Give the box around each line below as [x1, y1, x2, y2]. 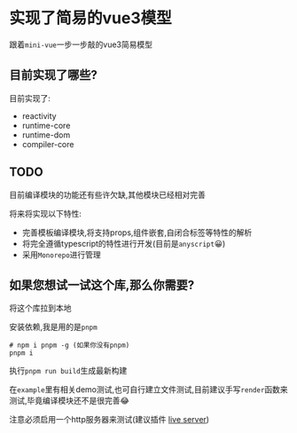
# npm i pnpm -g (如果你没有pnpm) [9, 341, 130, 350]
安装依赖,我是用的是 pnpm [9, 321, 98, 333]
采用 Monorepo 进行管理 [21, 249, 102, 260]
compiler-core [21, 138, 74, 149]
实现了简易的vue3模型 [9, 8, 172, 28]
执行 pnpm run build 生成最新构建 [9, 366, 128, 376]
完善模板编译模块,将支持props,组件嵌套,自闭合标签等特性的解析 [21, 227, 253, 238]
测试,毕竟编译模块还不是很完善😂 [9, 396, 130, 406]
